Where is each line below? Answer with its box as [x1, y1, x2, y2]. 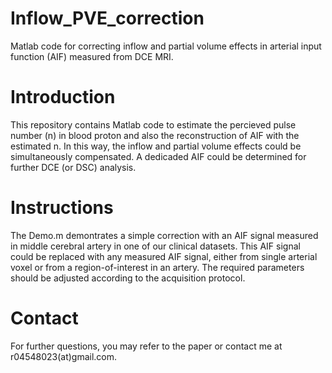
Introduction [10, 86, 116, 109]
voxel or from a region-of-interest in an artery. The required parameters [10, 261, 305, 273]
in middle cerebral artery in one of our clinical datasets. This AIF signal [10, 240, 301, 252]
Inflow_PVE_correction [10, 7, 205, 30]
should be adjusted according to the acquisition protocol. [10, 272, 246, 284]
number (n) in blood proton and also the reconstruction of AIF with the [10, 129, 300, 141]
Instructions [10, 197, 114, 219]
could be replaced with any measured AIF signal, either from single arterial [10, 250, 318, 262]
